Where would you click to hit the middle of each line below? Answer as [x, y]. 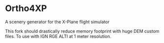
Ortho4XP [26, 8]
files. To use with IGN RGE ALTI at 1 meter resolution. [58, 36]
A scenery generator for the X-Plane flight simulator [57, 22]
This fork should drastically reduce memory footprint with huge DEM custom [82, 31]
